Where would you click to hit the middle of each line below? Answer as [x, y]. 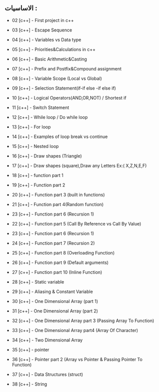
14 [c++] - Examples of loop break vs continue [60, 136]
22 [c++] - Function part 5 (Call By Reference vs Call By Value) [76, 223]
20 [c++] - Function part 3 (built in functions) [58, 194]
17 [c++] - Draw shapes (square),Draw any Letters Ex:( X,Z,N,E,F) [79, 165]
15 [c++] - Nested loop [35, 146]
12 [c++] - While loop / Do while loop [50, 117]
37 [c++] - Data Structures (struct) [47, 374]
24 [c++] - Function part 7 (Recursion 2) [53, 243]
